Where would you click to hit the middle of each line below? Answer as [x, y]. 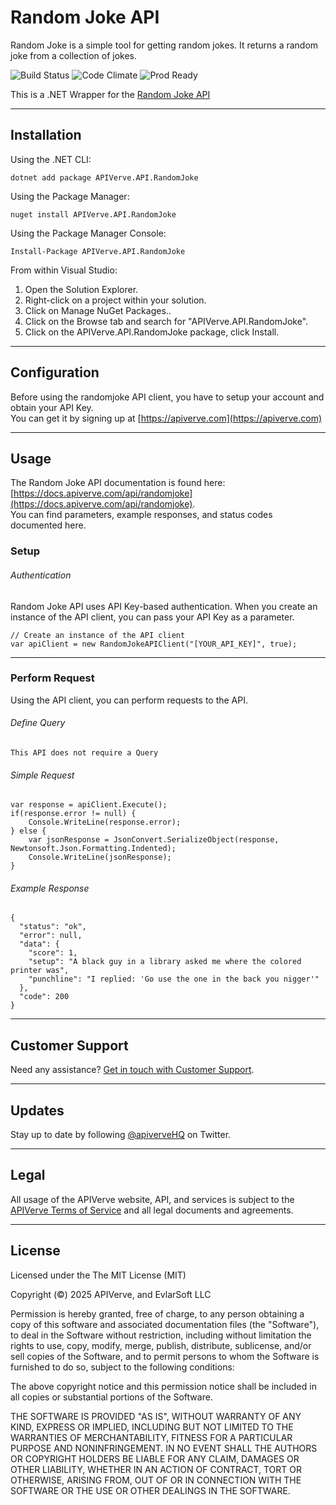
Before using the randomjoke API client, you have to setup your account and [167, 397]
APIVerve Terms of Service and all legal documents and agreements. [152, 1210]
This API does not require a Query [84, 753]
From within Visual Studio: [64, 270]
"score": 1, [53, 953]
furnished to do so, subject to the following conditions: [122, 1367]
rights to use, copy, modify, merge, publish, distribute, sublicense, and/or [161, 1345]
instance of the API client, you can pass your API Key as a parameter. [152, 617]
